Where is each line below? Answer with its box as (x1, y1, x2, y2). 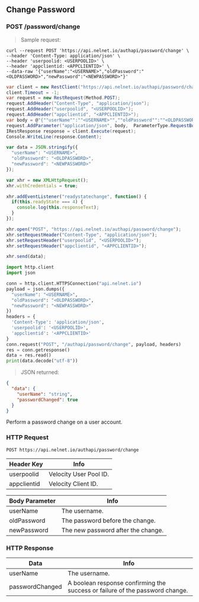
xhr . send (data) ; (6, 254, 46, 260)
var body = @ (6, 117, 38, 123)
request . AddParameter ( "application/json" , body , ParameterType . (6, 122, 171, 128)
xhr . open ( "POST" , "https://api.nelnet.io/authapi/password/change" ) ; (6, 226, 182, 232)
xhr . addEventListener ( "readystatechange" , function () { (6, 193, 147, 200)
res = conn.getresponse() (6, 347, 70, 353)
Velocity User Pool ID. (49, 469, 110, 478)
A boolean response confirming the (68, 579, 166, 587)
